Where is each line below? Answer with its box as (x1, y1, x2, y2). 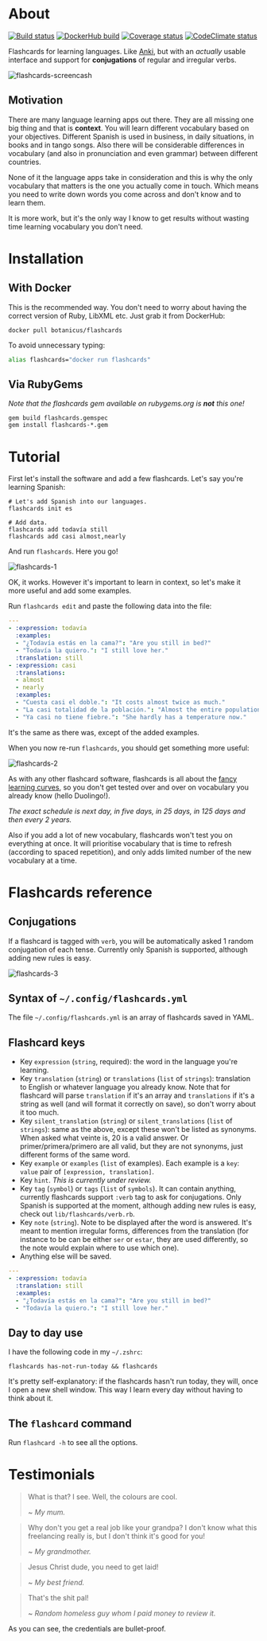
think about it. (8, 1393, 53, 1403)
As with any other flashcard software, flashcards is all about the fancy (8, 774, 238, 783)
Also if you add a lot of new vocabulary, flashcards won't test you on (8, 830, 233, 840)
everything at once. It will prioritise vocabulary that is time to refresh (8, 838, 232, 848)
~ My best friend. (27, 1578, 85, 1588)
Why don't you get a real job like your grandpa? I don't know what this (27, 1523, 257, 1533)
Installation (8, 249, 84, 268)
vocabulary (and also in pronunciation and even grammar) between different (8, 148, 258, 158)
